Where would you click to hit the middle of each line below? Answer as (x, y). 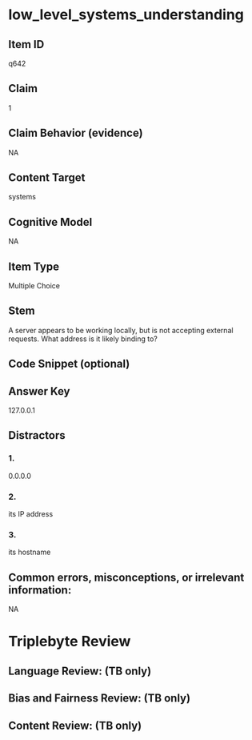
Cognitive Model (50, 222)
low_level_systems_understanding (126, 15)
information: (40, 590)
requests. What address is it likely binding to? (83, 339)
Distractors (37, 435)
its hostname (30, 552)
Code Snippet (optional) (69, 364)
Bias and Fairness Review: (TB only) (99, 698)
